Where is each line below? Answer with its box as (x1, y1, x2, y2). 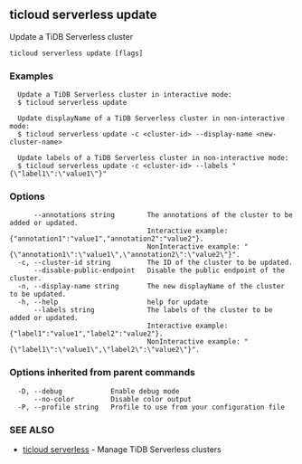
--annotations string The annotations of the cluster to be (33, 211, 294, 220)
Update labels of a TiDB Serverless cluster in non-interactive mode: (17, 154, 289, 163)
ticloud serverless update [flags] (9, 49, 144, 58)
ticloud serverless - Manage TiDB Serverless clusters (22, 444, 222, 455)
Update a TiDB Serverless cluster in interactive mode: (17, 90, 232, 99)
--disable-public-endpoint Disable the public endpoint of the (33, 266, 285, 275)
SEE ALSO (9, 423, 55, 436)
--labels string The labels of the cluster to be (33, 306, 273, 315)
